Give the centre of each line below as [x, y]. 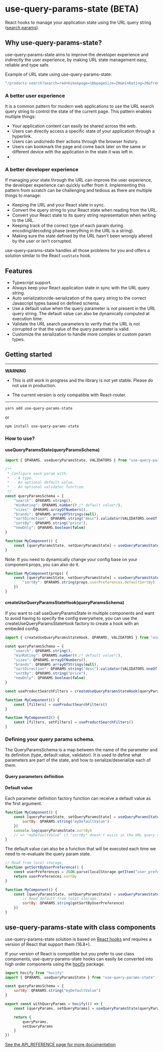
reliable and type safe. [27, 65]
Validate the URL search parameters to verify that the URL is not [76, 324]
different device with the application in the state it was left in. [73, 152]
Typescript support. [32, 283]
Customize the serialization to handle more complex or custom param [81, 334]
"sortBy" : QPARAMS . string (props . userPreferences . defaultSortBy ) [89, 582]
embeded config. [22, 629]
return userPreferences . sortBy [45, 876]
